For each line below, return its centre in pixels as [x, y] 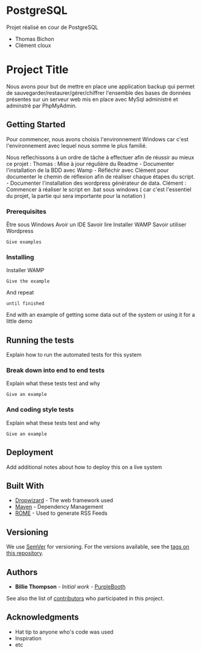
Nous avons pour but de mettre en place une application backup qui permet [101, 86]
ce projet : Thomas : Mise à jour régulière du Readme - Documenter [90, 164]
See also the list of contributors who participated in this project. [85, 598]
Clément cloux [33, 45]
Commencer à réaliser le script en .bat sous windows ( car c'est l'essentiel [99, 189]
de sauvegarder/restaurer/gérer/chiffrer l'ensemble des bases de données [99, 93]
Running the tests [40, 340]
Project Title [37, 70]
